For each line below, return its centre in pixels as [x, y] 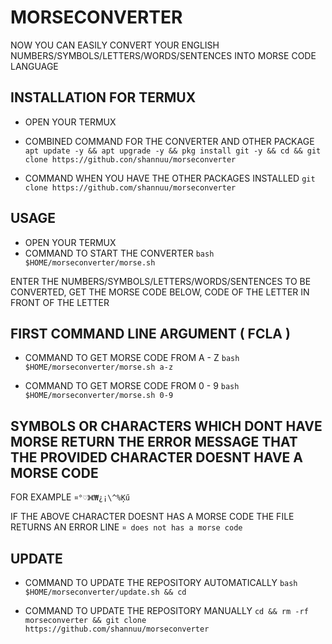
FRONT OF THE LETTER [60, 302]
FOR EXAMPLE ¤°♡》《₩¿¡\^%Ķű [70, 497]
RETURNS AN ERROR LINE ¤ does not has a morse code [126, 527]
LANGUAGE [34, 66]
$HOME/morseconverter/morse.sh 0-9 [99, 396]
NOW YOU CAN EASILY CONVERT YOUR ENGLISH [115, 45]
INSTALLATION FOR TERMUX [103, 97]
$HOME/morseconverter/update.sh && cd [105, 592]
